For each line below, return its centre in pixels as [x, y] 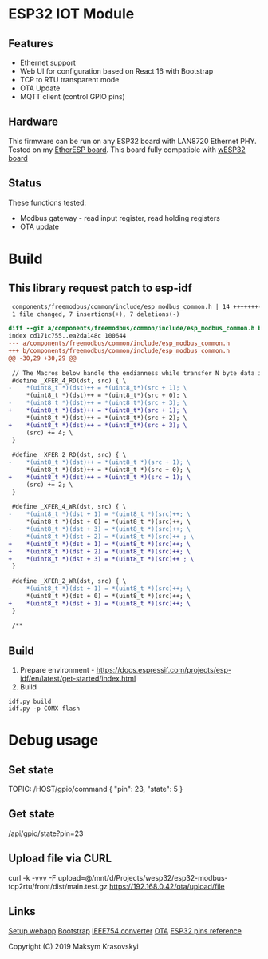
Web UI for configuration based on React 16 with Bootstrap [116, 71]
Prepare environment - [57, 670]
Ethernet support [47, 62]
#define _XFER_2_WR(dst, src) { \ [69, 581]
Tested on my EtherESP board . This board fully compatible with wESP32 [127, 150]
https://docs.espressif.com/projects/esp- [164, 670]
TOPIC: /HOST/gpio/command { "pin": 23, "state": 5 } [96, 789]
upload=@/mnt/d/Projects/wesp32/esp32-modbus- [143, 877]
